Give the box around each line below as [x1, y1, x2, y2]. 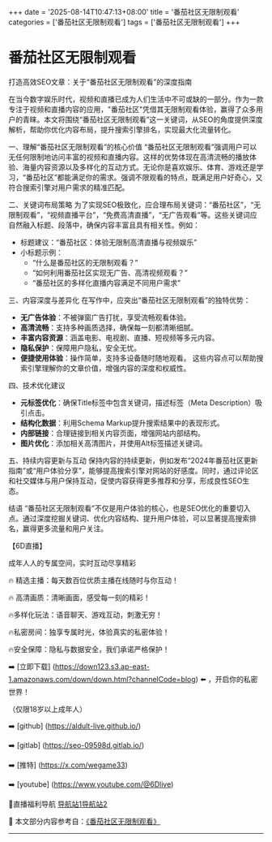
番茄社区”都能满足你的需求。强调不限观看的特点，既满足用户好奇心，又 [25, 172, 263, 182]
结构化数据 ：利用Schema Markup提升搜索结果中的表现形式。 [19, 417, 224, 428]
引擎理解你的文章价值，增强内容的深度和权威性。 [27, 363, 191, 373]
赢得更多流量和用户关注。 [22, 523, 108, 533]
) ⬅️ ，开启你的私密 [195, 674, 258, 684]
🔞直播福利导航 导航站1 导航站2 [8, 799, 108, 809]
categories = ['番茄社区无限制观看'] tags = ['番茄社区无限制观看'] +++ [8, 17, 240, 27]
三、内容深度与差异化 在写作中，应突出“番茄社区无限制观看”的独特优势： [8, 295, 251, 304]
